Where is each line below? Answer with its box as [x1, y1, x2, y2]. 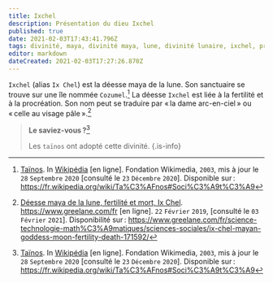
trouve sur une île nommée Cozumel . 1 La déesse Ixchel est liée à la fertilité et [8, 88, 264, 99]
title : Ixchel [8, 11, 57, 20]
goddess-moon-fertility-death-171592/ [19, 232, 149, 242]
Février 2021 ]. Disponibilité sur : [19, 215, 127, 224]
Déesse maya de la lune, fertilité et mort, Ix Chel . [19, 197, 184, 207]
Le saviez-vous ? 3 [28, 124, 91, 135]
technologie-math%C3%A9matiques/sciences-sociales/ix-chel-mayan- [19, 223, 262, 233]
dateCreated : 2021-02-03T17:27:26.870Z [8, 58, 144, 66]
